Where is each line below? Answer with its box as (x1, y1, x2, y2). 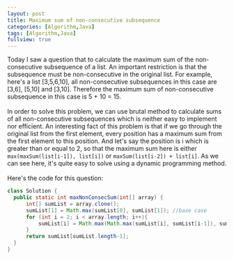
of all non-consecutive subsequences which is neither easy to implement (7, 114, 217, 123)
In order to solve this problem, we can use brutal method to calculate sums (7, 108, 221, 116)
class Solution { (7, 188, 58, 195)
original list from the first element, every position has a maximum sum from (7, 130, 222, 138)
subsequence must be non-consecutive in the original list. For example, (7, 71, 212, 79)
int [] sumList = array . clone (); (25, 200, 120, 207)
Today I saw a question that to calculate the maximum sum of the (7, 55, 194, 64)
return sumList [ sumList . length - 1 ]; (25, 233, 130, 240)
